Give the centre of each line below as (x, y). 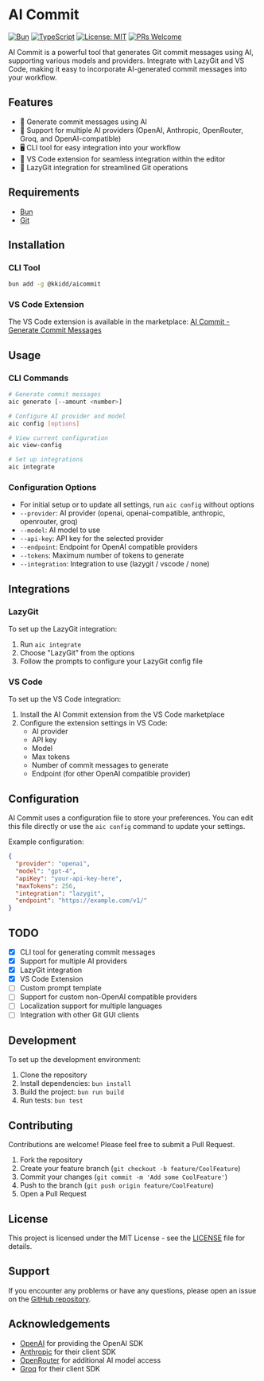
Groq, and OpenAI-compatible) (70, 138)
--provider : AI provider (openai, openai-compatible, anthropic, (122, 513)
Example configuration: (47, 842)
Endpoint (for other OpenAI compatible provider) (111, 774)
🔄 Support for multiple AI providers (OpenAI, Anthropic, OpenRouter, (132, 130)
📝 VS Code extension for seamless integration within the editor (122, 159)
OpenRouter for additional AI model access (90, 1360)
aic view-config (35, 445)
